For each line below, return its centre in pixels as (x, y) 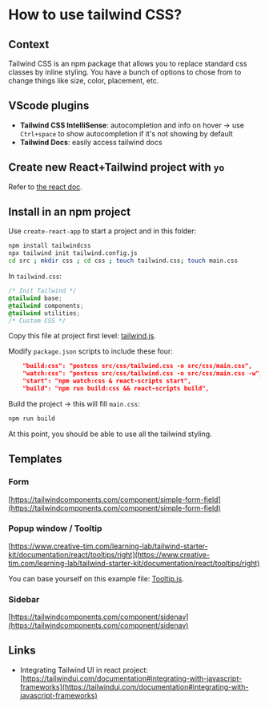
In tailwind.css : (35, 276)
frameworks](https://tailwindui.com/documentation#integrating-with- (134, 686)
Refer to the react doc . (45, 187)
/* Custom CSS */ (37, 321)
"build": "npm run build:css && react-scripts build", (116, 389)
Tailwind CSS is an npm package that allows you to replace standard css (128, 63)
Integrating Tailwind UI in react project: (84, 670)
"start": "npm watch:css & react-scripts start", (107, 381)
